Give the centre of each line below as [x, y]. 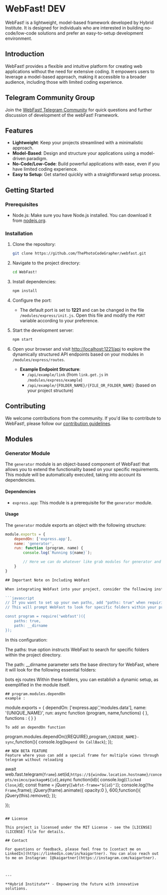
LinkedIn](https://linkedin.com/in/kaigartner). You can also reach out [82, 854]
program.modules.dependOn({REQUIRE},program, [57, 736]
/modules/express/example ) [55, 380]
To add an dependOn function [35, 727]
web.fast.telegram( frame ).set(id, [38, 774]
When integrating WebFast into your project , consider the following [79, 589]
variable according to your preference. [59, 320]
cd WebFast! [25, 272]
